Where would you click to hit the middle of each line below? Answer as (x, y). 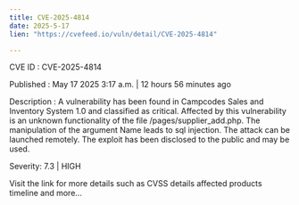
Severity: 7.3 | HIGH (46, 167)
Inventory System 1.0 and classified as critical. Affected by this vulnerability (148, 111)
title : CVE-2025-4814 (50, 17)
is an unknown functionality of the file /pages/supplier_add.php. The (135, 120)
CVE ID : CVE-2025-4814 (56, 67)
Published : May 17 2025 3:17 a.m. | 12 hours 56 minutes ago (120, 85)
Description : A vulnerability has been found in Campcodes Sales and (137, 102)
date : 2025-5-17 (39, 26)
